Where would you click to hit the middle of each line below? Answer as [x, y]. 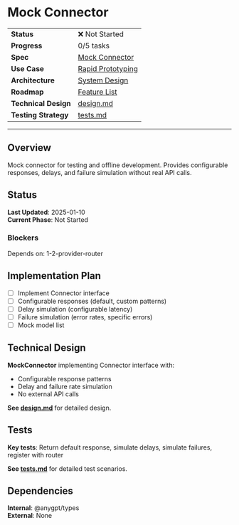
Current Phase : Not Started [48, 219]
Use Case [28, 68]
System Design [103, 80]
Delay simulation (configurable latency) [75, 309]
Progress [27, 46]
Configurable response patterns [64, 378]
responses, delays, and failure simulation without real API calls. [100, 172]
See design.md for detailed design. [59, 408]
